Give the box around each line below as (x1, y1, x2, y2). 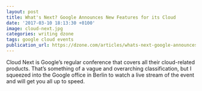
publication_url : (6, 43, 50, 48)
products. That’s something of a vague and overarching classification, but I (6, 65, 192, 72)
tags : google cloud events (6, 37, 74, 43)
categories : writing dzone (6, 31, 74, 37)
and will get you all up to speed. (6, 77, 85, 84)
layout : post (6, 8, 39, 15)
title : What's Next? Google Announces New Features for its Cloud (6, 14, 176, 20)
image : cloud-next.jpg (6, 25, 63, 32)
